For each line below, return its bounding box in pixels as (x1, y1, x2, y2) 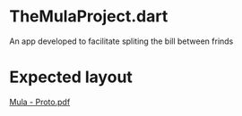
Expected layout (9, 67, 133, 87)
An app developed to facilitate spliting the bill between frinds (9, 36, 234, 46)
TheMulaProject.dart (9, 6, 169, 27)
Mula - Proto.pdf (9, 96, 71, 107)
